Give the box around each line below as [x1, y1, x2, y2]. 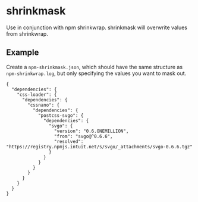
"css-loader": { [17, 91, 58, 98]
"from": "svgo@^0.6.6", [54, 133, 113, 139]
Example [6, 48, 39, 58]
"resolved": [54, 138, 84, 144]
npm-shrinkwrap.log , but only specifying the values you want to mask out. [6, 70, 187, 77]
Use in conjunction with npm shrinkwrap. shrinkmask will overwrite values [6, 24, 187, 31]
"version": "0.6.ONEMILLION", [54, 128, 129, 134]
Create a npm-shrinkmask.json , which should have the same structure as [6, 63, 183, 70]
